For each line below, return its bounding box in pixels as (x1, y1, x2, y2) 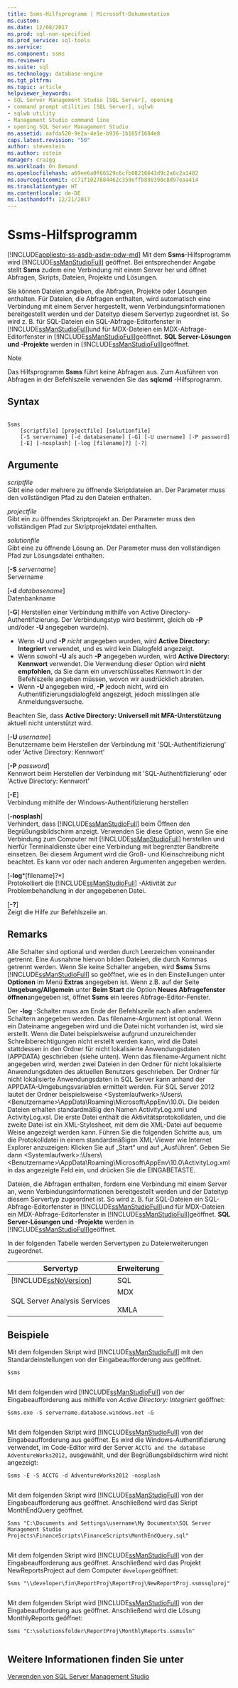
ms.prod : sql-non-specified (7, 30, 91, 38)
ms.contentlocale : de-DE (7, 190, 81, 197)
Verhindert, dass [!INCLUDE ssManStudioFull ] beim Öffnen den (7, 819, 190, 828)
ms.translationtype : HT (7, 183, 78, 190)
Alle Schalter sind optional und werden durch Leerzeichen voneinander (7, 947, 215, 956)
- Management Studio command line (7, 116, 110, 123)
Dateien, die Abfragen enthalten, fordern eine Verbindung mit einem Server (7, 1180, 227, 1188)
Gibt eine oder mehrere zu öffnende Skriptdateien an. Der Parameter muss (7, 486, 226, 494)
